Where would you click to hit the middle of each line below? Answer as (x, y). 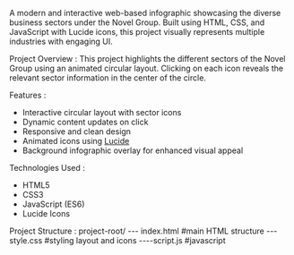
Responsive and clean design (77, 132)
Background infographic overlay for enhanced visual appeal (133, 150)
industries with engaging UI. (61, 41)
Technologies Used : (47, 168)
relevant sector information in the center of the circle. (108, 78)
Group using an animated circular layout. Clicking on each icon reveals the (147, 68)
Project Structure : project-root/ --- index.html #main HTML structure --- (143, 231)
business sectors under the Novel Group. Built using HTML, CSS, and (137, 22)
